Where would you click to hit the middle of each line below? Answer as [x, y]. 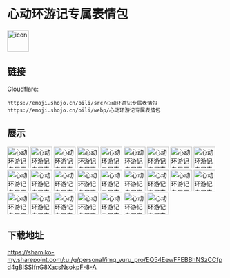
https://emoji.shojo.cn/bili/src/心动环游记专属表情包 [82, 103]
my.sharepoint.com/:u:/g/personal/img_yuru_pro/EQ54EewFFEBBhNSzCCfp [115, 260]
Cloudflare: [23, 89]
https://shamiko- [31, 252]
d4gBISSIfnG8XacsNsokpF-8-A [52, 267]
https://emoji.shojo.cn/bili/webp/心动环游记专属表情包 [84, 110]
